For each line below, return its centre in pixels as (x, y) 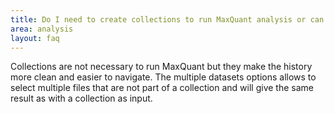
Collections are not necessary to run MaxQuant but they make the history (161, 67)
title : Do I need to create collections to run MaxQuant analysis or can (167, 19)
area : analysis (42, 29)
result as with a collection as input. (81, 98)
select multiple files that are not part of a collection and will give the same (162, 88)
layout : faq (35, 38)
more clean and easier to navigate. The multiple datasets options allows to (163, 77)
